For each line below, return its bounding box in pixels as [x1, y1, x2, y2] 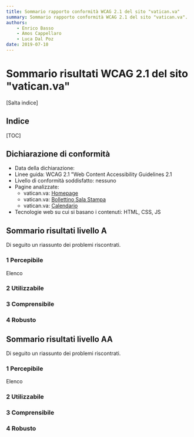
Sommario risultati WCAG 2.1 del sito [6, 67, 188, 80]
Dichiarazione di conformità [6, 149, 111, 159]
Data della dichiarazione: [14, 165, 75, 172]
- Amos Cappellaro [16, 31, 62, 37]
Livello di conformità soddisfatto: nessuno [14, 177, 116, 184]
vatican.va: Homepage [23, 190, 78, 197]
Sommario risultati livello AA [6, 334, 113, 344]
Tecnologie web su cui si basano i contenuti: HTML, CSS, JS [14, 208, 161, 216]
